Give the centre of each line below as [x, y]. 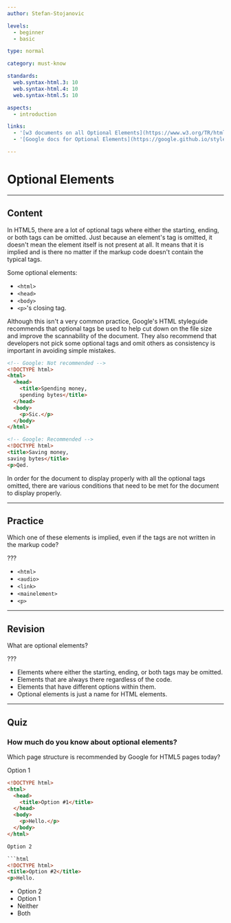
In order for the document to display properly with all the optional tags [106, 478]
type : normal [26, 51]
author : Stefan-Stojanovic [46, 13]
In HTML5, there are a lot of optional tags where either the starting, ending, [113, 230]
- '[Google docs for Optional [56, 139]
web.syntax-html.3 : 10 [46, 83]
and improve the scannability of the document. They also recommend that [112, 335]
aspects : [20, 107]
